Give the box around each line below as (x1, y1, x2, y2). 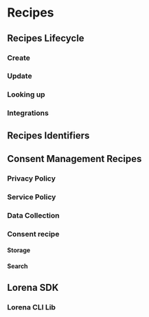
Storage (7, 246, 31, 254)
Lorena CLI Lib (7, 303, 56, 312)
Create (7, 53, 31, 63)
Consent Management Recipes (7, 153, 142, 165)
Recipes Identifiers (7, 130, 90, 141)
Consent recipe (7, 229, 60, 238)
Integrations (7, 108, 49, 118)
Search (7, 262, 29, 270)
